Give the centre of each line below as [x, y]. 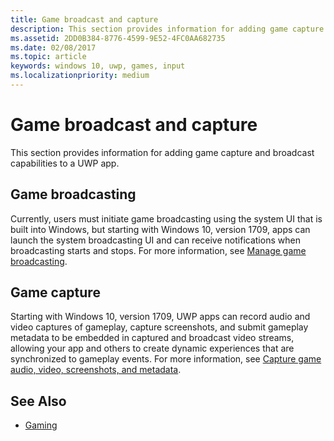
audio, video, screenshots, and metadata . [96, 370]
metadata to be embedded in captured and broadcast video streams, [152, 338]
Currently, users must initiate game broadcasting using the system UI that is [166, 218]
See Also [38, 401]
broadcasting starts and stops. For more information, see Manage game [158, 250]
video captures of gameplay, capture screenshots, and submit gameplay [159, 327]
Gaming [41, 425]
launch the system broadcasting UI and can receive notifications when [155, 240]
